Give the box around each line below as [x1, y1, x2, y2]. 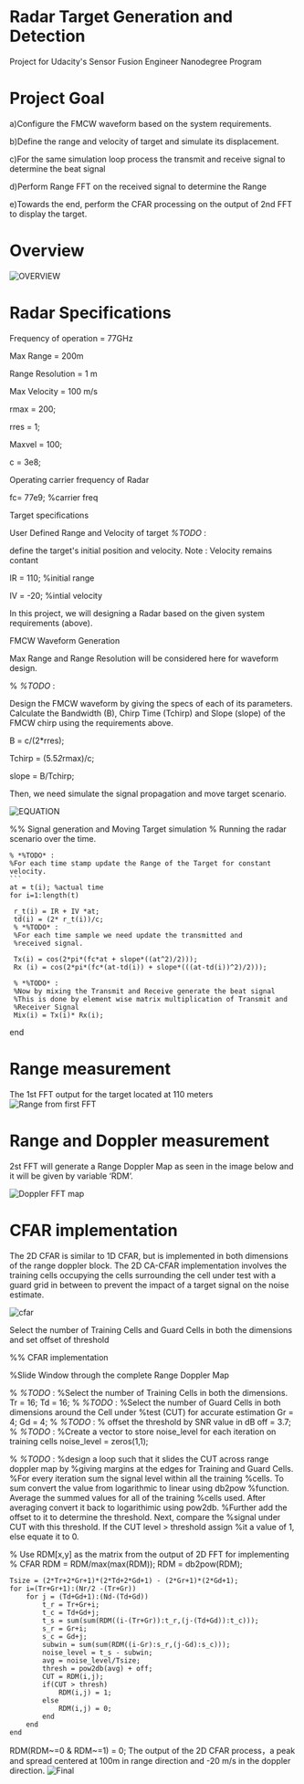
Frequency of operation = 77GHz [9, 332, 134, 343]
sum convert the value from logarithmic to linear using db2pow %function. [9, 1482, 289, 1494]
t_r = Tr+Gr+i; [42, 1600, 100, 1609]
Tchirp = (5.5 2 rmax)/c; [9, 752, 95, 763]
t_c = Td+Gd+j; [42, 1608, 100, 1617]
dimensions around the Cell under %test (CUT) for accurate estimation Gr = [9, 1406, 294, 1417]
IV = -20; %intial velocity [9, 590, 103, 601]
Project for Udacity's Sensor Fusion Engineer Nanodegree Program [9, 56, 262, 67]
